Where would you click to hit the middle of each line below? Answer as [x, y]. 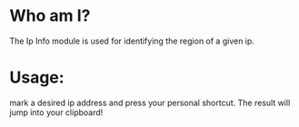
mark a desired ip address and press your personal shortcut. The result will [150, 103]
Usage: [37, 78]
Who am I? [50, 16]
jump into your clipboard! [56, 112]
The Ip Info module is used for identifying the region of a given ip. [132, 41]
